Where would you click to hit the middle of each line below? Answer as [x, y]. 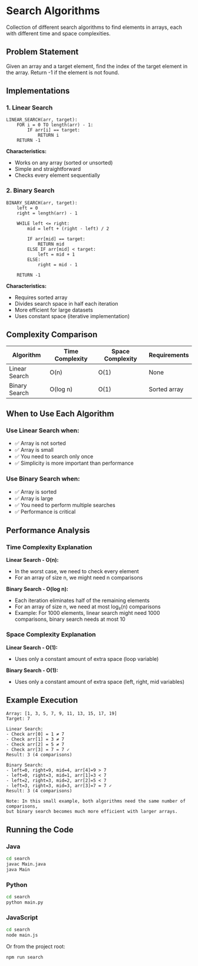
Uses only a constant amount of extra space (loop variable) [87, 659]
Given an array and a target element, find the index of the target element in [97, 66]
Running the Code [40, 830]
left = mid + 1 [56, 254]
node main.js [22, 935]
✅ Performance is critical [45, 511]
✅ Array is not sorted [40, 444]
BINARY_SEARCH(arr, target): [42, 203]
